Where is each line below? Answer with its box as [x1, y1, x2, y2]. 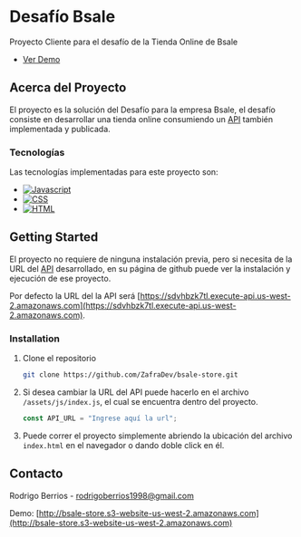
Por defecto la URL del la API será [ [9, 290, 141, 301]
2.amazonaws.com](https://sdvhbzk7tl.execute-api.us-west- [9, 300, 237, 311]
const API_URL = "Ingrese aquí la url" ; [22, 414, 178, 423]
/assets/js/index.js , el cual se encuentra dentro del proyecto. [22, 397, 258, 408]
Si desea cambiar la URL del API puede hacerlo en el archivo [22, 387, 249, 398]
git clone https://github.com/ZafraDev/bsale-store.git [22, 370, 238, 379]
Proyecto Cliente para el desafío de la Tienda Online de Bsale [9, 36, 238, 47]
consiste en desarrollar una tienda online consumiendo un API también [9, 113, 274, 124]
